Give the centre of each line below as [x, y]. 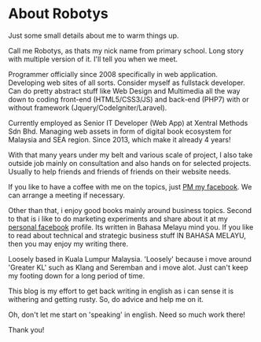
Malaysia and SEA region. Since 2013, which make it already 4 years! [119, 139]
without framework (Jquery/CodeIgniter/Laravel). [88, 108]
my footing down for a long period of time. [77, 275]
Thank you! [26, 329]
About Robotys [58, 14]
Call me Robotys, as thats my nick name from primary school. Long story [126, 50]
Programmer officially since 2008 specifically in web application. [113, 74]
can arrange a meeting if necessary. [67, 195]
